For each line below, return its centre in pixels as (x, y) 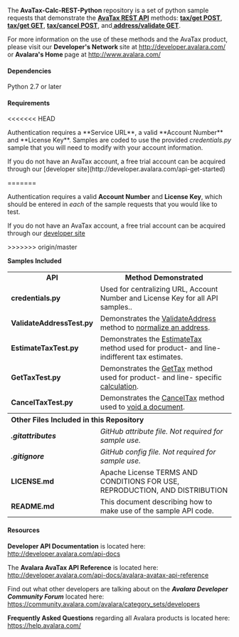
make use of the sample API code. (157, 511)
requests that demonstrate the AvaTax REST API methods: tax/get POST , (115, 18)
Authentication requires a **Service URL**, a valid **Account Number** (116, 133)
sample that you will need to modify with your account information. (105, 148)
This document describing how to (156, 502)
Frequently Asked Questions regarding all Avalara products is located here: (118, 618)
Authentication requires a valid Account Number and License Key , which (115, 197)
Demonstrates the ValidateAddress (158, 319)
